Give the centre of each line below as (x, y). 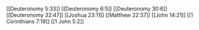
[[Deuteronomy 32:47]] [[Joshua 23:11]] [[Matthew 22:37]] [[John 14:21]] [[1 (100, 15)
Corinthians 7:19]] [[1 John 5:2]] (45, 21)
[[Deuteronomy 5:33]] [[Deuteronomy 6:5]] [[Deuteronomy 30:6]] (87, 9)
